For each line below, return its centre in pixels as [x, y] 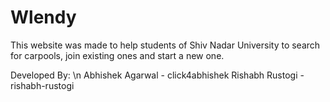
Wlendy [43, 17]
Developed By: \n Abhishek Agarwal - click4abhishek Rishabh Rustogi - [157, 75]
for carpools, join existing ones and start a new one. [117, 55]
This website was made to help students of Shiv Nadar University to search [165, 45]
